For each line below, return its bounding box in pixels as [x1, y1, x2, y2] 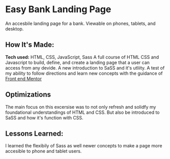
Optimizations [5, 90, 51, 99]
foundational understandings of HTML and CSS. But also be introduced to [5, 109, 160, 115]
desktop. [5, 25, 24, 31]
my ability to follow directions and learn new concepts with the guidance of [5, 70, 163, 76]
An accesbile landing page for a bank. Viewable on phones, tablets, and [5, 20, 156, 26]
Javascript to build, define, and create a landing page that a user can [5, 59, 150, 66]
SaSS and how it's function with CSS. [5, 114, 83, 120]
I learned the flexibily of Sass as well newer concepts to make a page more [5, 143, 162, 149]
